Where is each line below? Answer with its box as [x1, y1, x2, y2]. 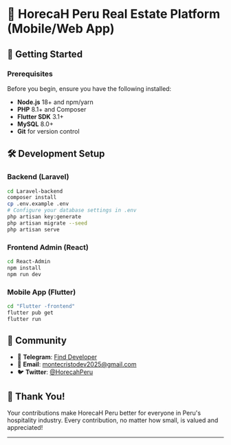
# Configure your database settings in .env [7, 207, 137, 214]
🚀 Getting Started [7, 48, 83, 60]
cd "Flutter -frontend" [7, 302, 76, 309]
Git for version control [16, 127, 80, 135]
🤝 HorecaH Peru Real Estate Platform [7, 6, 221, 22]
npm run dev [7, 271, 41, 278]
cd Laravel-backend [7, 187, 63, 195]
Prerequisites [7, 69, 53, 79]
